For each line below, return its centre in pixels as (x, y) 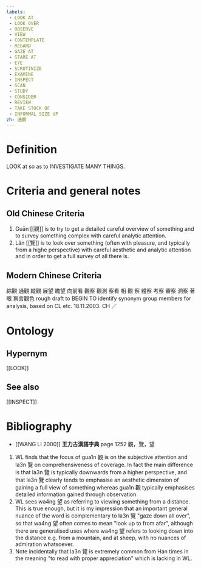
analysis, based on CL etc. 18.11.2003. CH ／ (62, 306)
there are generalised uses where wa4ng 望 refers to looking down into (104, 531)
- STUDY (19, 91)
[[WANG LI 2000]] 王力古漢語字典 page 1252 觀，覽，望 (85, 444)
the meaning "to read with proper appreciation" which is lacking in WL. (104, 558)
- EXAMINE (21, 74)
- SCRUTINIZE (26, 68)
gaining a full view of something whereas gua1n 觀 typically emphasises (105, 487)
